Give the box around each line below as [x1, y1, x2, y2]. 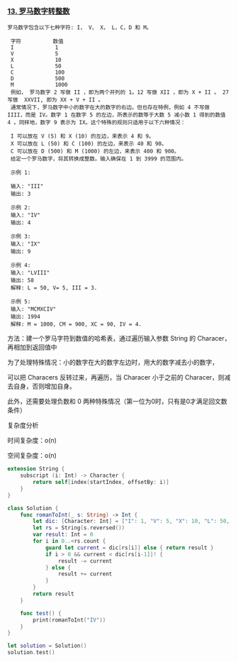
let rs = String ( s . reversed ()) [33, 524, 125, 531]
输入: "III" [10, 183, 44, 190]
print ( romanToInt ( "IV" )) [33, 616, 106, 624]
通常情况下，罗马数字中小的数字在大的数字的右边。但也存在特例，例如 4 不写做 [10, 104, 210, 111]
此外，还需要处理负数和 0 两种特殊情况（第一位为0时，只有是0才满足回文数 [7, 397, 228, 406]
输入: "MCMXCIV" [10, 306, 57, 313]
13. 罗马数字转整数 [7, 6, 70, 16]
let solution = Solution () [7, 642, 87, 650]
